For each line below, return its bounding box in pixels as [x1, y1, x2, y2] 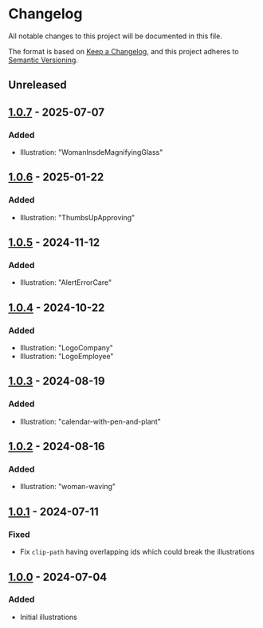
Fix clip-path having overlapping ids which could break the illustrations [19, 547, 255, 557]
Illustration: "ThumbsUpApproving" [19, 212, 135, 222]
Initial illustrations [19, 612, 77, 622]
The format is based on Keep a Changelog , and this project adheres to [8, 46, 239, 56]
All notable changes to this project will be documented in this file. [8, 31, 223, 41]
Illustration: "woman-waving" [19, 482, 116, 492]
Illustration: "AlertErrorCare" [19, 278, 112, 287]
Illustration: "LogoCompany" [19, 343, 114, 353]
